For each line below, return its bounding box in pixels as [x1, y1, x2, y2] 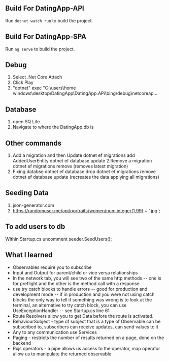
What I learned [5, 250, 53, 259]
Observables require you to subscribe [12, 264, 92, 270]
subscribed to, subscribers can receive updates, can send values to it [12, 323, 159, 330]
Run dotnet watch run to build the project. [5, 17, 93, 23]
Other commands [5, 138, 62, 147]
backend [12, 340, 31, 346]
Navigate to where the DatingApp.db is [12, 124, 94, 130]
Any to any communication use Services [12, 329, 97, 335]
